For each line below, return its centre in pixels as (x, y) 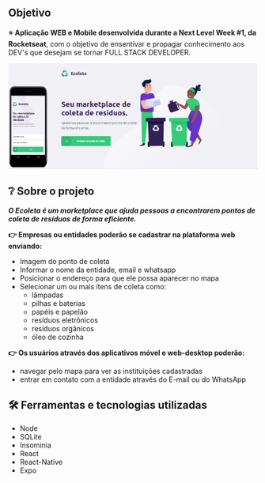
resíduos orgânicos (63, 328)
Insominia (35, 445)
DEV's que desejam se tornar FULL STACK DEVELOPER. (100, 52)
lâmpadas (47, 295)
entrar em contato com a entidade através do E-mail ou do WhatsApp (133, 379)
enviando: (25, 246)
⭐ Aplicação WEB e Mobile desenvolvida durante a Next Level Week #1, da (132, 32)
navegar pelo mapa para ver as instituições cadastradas (111, 371)
